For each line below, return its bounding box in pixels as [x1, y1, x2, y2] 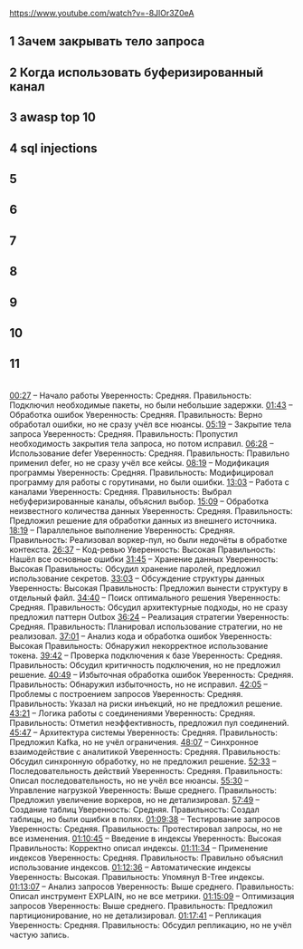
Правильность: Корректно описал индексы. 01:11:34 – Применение [9, 842, 269, 853]
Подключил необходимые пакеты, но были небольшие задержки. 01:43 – [9, 399, 293, 411]
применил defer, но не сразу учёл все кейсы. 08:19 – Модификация [9, 457, 270, 468]
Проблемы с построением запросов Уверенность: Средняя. [9, 688, 243, 699]
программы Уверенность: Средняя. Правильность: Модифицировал [9, 467, 274, 478]
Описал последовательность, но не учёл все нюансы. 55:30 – [9, 775, 249, 786]
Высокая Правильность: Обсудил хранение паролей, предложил [9, 563, 261, 574]
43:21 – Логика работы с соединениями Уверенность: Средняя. [9, 707, 256, 719]
